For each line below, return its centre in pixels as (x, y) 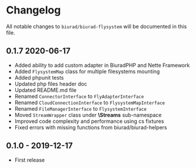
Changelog (33, 10)
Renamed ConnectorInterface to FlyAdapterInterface (79, 96)
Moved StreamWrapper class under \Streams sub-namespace (88, 115)
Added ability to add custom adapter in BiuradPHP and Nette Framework (102, 65)
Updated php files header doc (51, 84)
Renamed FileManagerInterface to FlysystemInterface (80, 108)
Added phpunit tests (39, 77)
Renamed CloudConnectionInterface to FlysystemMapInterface (90, 102)
